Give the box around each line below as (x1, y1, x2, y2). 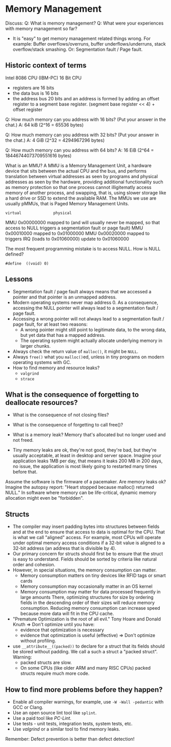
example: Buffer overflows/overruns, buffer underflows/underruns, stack (12, 40, 166, 47)
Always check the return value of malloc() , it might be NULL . (12, 348, 139, 354)
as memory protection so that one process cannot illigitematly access (5, 184, 152, 190)
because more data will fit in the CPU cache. (20, 610, 114, 617)
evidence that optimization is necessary (20, 627, 105, 633)
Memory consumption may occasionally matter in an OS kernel (20, 583, 153, 589)
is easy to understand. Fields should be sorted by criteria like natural (12, 556, 157, 562)
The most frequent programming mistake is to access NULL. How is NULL (5, 245, 161, 251)
